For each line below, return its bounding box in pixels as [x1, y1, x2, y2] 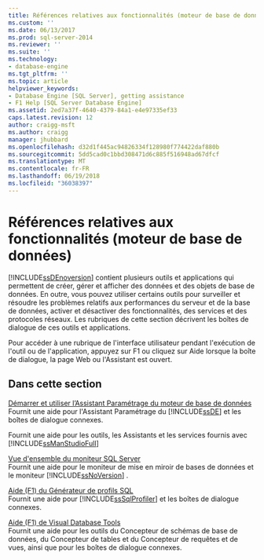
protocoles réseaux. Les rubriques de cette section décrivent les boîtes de [8, 314, 249, 324]
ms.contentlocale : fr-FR [8, 165, 90, 173]
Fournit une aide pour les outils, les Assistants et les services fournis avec [8, 430, 247, 440]
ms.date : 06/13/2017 [8, 26, 76, 34]
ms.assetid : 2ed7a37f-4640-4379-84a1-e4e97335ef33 [8, 107, 178, 115]
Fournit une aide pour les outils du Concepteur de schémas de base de [8, 525, 238, 535]
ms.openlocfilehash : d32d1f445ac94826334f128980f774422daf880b [8, 143, 220, 151]
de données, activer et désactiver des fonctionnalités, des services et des [8, 306, 247, 315]
